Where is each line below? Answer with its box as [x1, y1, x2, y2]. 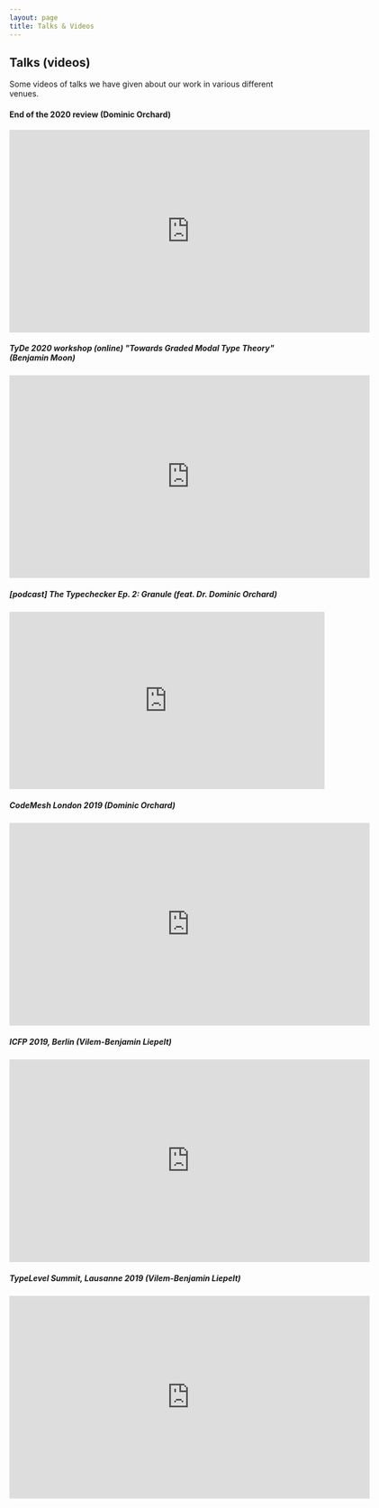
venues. [9, 88, 39, 99]
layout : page [9, 13, 59, 23]
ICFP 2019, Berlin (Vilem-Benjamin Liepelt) [9, 1037, 173, 1048]
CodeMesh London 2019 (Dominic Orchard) [9, 800, 176, 811]
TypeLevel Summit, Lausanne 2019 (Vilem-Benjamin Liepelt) [9, 1272, 241, 1284]
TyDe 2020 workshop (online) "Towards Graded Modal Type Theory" [9, 343, 275, 354]
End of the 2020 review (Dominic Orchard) [9, 109, 171, 120]
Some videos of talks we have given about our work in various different [9, 78, 274, 90]
